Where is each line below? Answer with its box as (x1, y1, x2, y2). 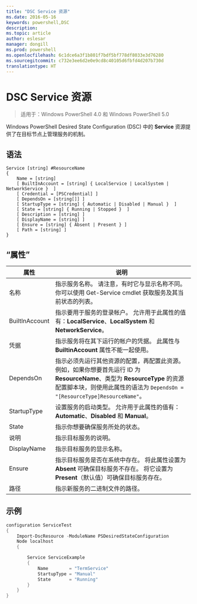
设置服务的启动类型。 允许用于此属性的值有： (55, 403, 181, 411)
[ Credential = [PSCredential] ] (16, 191, 98, 197)
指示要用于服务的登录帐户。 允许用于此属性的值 (55, 308, 186, 316)
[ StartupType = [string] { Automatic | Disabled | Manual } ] (16, 201, 177, 207)
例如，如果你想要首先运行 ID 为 (55, 365, 141, 373)
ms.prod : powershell (6, 47, 57, 53)
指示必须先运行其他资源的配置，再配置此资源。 (55, 356, 185, 365)
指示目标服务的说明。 (55, 434, 114, 442)
